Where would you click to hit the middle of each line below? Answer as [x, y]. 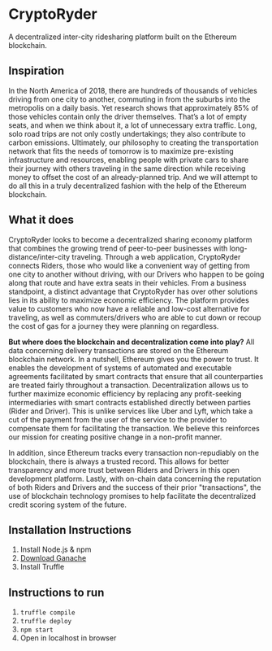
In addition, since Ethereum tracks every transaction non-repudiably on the [134, 452]
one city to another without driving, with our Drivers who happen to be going [136, 274]
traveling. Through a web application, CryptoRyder [156, 256]
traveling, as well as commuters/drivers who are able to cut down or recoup [135, 317]
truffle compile [47, 613]
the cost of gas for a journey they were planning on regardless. [114, 325]
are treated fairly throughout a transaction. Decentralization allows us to [129, 385]
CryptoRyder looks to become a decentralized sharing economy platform [130, 239]
